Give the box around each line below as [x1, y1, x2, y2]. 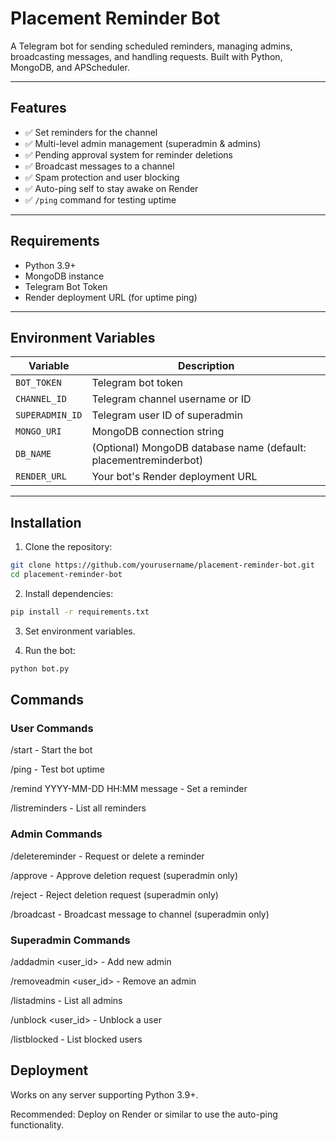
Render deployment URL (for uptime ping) [24, 291, 198, 303]
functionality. [10, 1118, 65, 1131]
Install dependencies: [24, 587, 114, 599]
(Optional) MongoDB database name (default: [91, 441, 307, 455]
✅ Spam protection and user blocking [24, 171, 180, 183]
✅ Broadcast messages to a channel [24, 160, 175, 172]
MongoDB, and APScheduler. [10, 61, 131, 73]
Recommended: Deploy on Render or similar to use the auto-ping [10, 1108, 278, 1120]
